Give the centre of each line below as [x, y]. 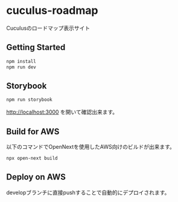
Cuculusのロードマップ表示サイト [48, 28]
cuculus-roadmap [52, 11]
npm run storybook [29, 100]
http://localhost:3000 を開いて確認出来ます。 [62, 112]
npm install [21, 61]
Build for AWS [33, 132]
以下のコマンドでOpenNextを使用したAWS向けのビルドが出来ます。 [91, 147]
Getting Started [36, 47]
